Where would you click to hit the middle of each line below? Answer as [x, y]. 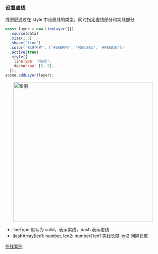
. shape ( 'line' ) [25, 43]
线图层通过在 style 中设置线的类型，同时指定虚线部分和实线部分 [70, 20]
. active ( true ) [24, 52]
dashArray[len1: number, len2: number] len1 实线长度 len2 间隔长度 [80, 236]
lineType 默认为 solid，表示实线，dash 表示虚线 [61, 229]
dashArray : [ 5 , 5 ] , [34, 66]
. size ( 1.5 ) [21, 38]
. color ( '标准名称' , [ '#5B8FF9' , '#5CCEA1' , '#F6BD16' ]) [67, 47]
